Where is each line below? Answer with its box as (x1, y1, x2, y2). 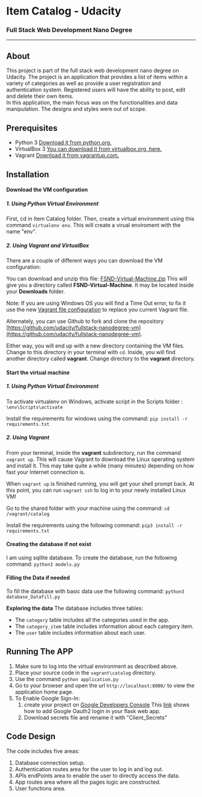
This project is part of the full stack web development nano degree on (6, 67, 179, 74)
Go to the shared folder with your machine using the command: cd (6, 504, 170, 512)
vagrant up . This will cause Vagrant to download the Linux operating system (6, 456, 195, 463)
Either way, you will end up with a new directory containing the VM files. (6, 342, 185, 349)
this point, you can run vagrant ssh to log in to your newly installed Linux (6, 486, 186, 494)
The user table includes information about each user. (14, 629, 146, 636)
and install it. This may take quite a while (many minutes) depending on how (6, 462, 194, 469)
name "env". (6, 228, 37, 235)
